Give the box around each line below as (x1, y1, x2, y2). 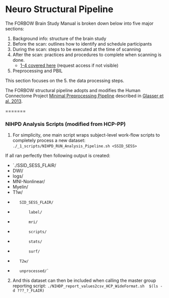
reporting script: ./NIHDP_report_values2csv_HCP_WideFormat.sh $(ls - (12, 283, 163, 289)
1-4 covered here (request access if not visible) (20, 62, 119, 68)
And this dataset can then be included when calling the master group (12, 277, 156, 284)
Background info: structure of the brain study (12, 35, 107, 41)
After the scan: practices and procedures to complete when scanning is (12, 52, 162, 58)
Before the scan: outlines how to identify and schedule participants (12, 40, 152, 47)
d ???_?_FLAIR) (12, 288, 45, 293)
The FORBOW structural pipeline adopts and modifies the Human (5, 87, 141, 93)
